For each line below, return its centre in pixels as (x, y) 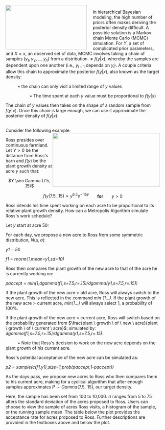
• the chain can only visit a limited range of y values (70, 86)
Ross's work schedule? (29, 216)
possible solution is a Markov (122, 33)
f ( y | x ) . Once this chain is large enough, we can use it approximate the (76, 110)
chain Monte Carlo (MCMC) (120, 38)
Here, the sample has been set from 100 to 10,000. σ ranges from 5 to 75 (79, 397)
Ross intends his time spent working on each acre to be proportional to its (80, 206)
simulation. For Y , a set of (118, 43)
